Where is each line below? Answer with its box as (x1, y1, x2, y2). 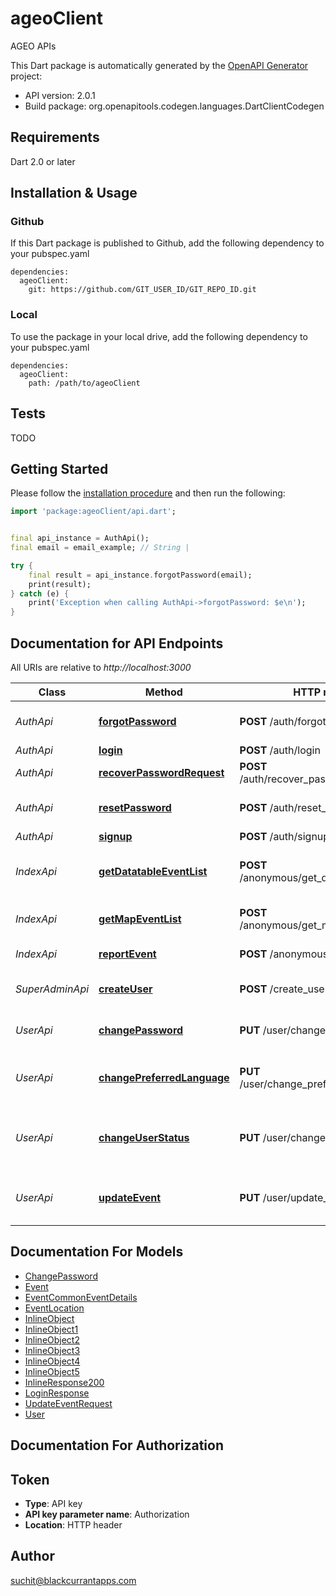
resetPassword (98, 801, 172, 815)
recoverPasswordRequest (98, 766, 225, 780)
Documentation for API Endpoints (10, 635, 224, 652)
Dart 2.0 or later (10, 155, 76, 167)
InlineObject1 (24, 1323, 79, 1335)
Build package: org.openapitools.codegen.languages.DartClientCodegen (24, 100, 325, 112)
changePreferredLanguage (98, 1071, 230, 1085)
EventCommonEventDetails (24, 1291, 138, 1303)
